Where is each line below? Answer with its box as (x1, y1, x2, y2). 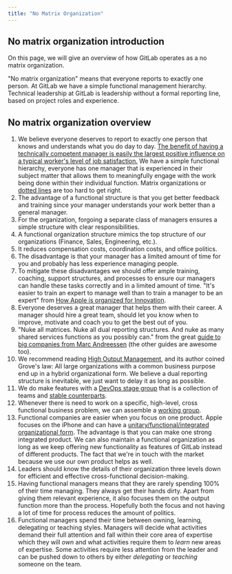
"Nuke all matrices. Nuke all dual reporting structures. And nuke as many (17, 326, 224, 334)
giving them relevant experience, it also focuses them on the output (17, 494, 210, 502)
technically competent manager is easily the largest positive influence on (17, 150, 225, 158)
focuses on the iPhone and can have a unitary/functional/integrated (17, 421, 209, 429)
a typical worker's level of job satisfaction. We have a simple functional (17, 157, 220, 166)
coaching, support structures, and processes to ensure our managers (17, 274, 215, 283)
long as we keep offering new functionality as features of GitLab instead (17, 443, 222, 451)
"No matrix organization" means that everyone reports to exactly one (8, 75, 204, 83)
